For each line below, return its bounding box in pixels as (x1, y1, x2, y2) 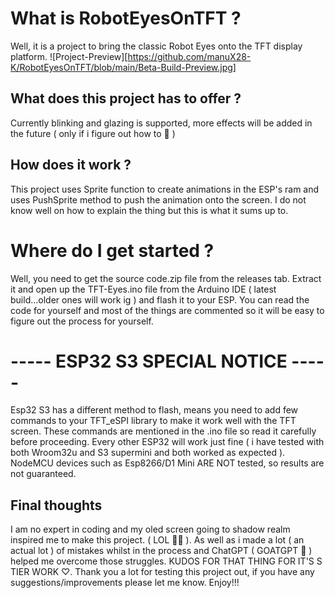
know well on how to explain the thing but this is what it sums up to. (10, 204, 289, 216)
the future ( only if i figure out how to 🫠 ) (10, 127, 176, 139)
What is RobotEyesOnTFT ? (10, 7, 242, 30)
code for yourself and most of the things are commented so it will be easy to (10, 304, 325, 316)
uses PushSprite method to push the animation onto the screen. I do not (10, 193, 307, 206)
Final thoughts (10, 497, 103, 514)
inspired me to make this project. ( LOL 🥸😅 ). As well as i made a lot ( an (10, 534, 305, 546)
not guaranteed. (10, 468, 77, 480)
